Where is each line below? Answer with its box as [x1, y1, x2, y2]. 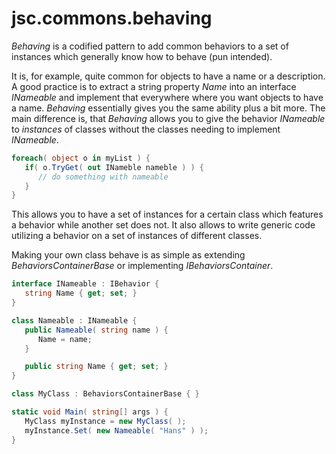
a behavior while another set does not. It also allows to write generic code [11, 219, 316, 231]
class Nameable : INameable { [11, 315, 138, 326]
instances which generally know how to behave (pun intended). [11, 50, 273, 62]
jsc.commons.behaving [11, 7, 213, 30]
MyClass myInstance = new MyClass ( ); [24, 416, 187, 426]
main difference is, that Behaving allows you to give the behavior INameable [11, 112, 326, 124]
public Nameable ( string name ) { [24, 325, 169, 335]
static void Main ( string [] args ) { [11, 407, 169, 417]
